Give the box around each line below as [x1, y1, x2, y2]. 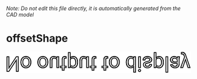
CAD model [6, 11, 34, 18]
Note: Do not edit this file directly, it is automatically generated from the [6, 5, 181, 12]
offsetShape [6, 31, 68, 45]
